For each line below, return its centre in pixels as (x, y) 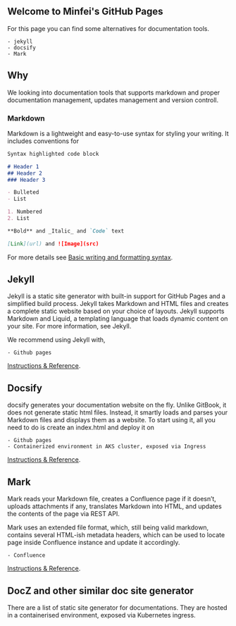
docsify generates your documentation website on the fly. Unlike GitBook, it (117, 405)
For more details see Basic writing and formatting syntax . (90, 257)
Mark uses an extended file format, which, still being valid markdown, (108, 527)
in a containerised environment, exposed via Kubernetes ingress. (101, 615)
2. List (19, 219)
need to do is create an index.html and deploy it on (81, 428)
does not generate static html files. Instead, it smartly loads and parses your (118, 412)
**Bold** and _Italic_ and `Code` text (66, 231)
